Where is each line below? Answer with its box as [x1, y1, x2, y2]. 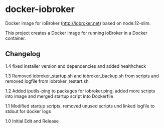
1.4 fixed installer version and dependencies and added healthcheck [5, 63, 146, 69]
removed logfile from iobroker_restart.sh [5, 78, 89, 84]
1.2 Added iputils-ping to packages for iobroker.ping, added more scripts [5, 88, 155, 94]
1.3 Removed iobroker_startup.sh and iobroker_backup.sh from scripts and [5, 73, 159, 79]
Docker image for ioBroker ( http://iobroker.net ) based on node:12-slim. [5, 20, 151, 26]
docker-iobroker [5, 4, 75, 15]
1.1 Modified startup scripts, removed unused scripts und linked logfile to [5, 103, 155, 109]
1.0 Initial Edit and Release [5, 118, 59, 124]
